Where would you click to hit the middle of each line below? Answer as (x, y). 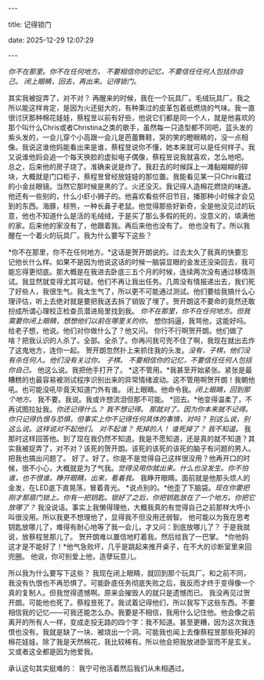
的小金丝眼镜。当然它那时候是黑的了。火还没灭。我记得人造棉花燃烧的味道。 (132, 186)
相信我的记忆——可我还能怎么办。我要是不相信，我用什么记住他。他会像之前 (132, 612)
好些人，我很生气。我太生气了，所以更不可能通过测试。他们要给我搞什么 (131, 291)
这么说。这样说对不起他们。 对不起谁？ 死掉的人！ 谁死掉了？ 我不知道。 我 (130, 429)
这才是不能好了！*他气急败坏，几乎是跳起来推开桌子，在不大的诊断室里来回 (130, 547)
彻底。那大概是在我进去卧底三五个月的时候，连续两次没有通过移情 (141, 272)
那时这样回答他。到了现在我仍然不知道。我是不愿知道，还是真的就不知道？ (128, 439)
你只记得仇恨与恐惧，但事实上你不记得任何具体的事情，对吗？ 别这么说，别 (129, 419)
